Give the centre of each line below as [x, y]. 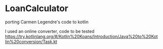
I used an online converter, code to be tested [50, 31]
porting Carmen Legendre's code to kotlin [47, 22]
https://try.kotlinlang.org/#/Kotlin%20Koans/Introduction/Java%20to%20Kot [81, 36]
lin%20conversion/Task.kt [31, 41]
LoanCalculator [37, 8]
